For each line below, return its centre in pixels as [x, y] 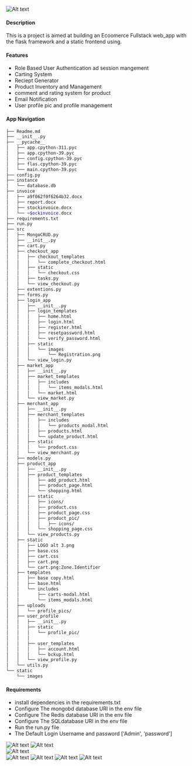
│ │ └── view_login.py [39, 360]
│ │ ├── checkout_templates [45, 257]
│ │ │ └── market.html [42, 393]
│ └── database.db [31, 186]
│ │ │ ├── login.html [40, 322]
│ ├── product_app [31, 464]
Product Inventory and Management [58, 87]
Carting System [33, 74]
